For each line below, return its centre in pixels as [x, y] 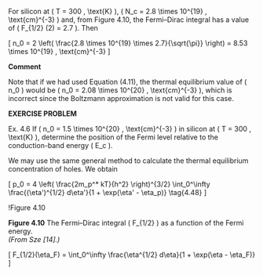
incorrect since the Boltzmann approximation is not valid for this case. [121, 98]
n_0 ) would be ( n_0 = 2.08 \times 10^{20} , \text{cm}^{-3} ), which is [120, 90]
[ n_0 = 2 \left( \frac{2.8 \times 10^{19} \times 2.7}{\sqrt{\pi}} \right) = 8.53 [128, 43]
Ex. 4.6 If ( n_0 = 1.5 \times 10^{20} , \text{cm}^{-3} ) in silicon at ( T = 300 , [130, 129]
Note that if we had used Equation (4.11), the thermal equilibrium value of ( [128, 82]
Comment [25, 67]
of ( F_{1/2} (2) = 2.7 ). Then [53, 28]
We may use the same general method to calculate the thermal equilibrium [128, 161]
